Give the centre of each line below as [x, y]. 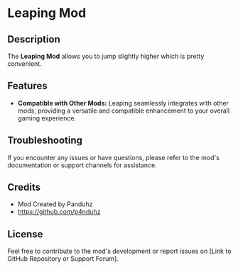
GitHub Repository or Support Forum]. [63, 259]
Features [27, 86]
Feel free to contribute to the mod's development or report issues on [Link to [119, 251]
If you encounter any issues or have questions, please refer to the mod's [114, 157]
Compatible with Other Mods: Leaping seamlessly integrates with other [123, 103]
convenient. [25, 64]
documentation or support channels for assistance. [82, 165]
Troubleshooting [45, 141]
